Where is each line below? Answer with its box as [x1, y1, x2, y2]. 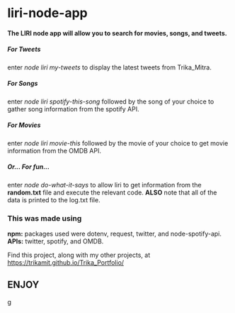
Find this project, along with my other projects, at [7, 251, 151, 259]
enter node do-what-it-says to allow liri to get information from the [7, 180, 202, 189]
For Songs [7, 79, 38, 88]
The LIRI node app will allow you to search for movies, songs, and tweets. [7, 28, 228, 37]
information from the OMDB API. [7, 146, 101, 155]
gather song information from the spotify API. [7, 104, 139, 113]
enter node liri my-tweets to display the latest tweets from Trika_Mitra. [7, 62, 212, 72]
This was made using [7, 213, 82, 223]
